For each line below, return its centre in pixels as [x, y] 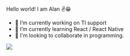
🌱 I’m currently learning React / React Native [69, 29]
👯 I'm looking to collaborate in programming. [69, 35]
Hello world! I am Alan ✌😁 [39, 9]
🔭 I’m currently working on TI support [61, 23]
